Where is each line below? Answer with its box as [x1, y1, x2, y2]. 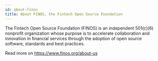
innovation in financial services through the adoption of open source [5, 35, 142, 41]
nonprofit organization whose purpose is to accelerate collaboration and [5, 30, 150, 36]
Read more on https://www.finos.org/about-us [5, 50, 98, 56]
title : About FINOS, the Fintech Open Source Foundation [5, 12, 123, 17]
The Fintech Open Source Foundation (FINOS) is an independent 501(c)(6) [5, 25, 154, 31]
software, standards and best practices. [5, 41, 85, 46]
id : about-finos [5, 7, 38, 12]
